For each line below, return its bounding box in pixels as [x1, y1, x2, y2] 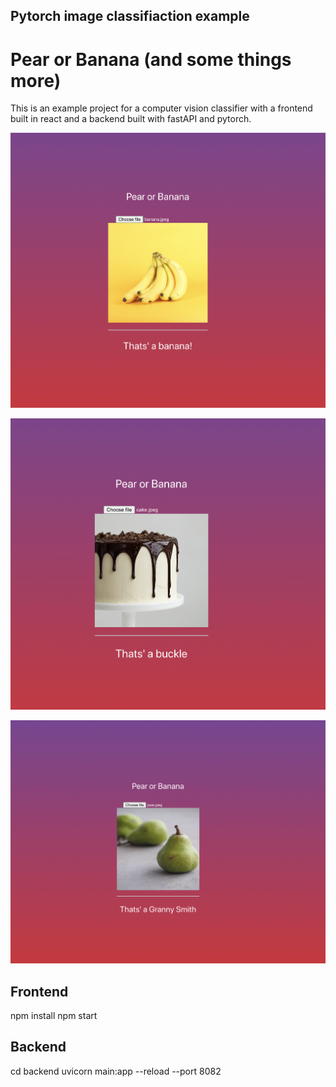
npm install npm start [10, 1009, 98, 1021]
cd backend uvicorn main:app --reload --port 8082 [10, 1065, 222, 1077]
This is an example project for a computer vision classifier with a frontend [10, 102, 313, 114]
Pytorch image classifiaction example [10, 8, 250, 25]
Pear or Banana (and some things [10, 48, 292, 71]
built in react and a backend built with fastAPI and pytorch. [10, 113, 252, 125]
